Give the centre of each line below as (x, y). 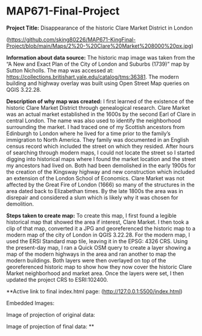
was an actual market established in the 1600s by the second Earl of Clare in (101, 114)
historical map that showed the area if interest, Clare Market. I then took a (97, 222)
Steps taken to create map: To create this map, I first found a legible (91, 215)
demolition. (20, 204)
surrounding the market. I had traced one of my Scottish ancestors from (96, 127)
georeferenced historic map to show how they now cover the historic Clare (99, 267)
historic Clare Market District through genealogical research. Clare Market (98, 107)
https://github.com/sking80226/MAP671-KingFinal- (72, 39)
